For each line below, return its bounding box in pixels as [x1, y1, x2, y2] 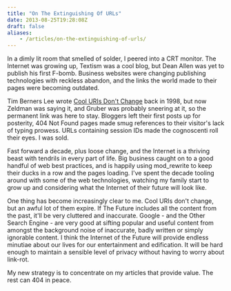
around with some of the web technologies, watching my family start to [7, 176, 209, 184]
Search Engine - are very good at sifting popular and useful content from [7, 219, 214, 227]
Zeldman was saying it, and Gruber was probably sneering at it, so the [7, 105, 207, 113]
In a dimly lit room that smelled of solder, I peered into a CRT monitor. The [7, 54, 217, 63]
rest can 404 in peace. [7, 276, 72, 284]
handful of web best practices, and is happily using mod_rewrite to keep [7, 162, 212, 170]
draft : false [7, 23, 45, 30]
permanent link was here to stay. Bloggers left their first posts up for [7, 111, 201, 120]
